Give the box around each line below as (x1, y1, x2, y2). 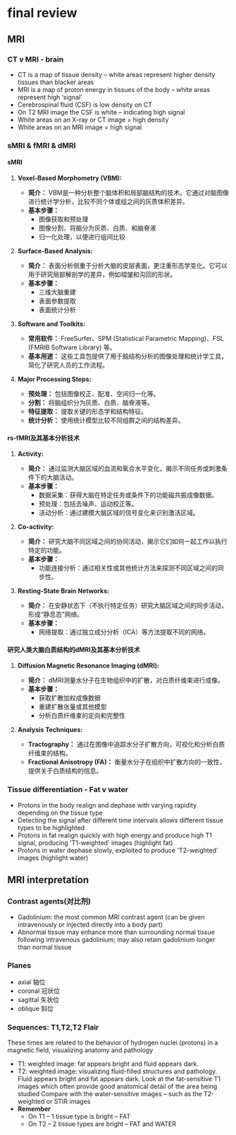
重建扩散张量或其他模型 (38, 702, 107, 711)
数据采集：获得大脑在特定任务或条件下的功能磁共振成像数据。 (38, 491, 218, 499)
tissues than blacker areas (17, 78, 94, 86)
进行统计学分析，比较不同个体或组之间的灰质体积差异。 (27, 197, 189, 206)
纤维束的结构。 (27, 749, 72, 757)
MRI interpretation (7, 874, 89, 886)
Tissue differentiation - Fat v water (7, 785, 129, 795)
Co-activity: (17, 523, 54, 531)
